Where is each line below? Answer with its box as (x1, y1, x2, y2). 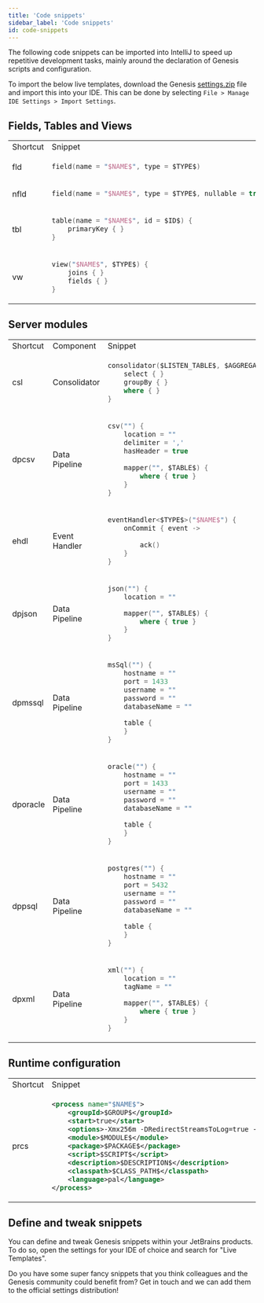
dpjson (12, 608, 38, 619)
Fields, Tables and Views (8, 119, 133, 132)
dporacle (12, 799, 46, 810)
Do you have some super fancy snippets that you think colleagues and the (8, 1269, 248, 1279)
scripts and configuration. (8, 64, 92, 74)
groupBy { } (123, 377, 169, 386)
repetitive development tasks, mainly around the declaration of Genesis (8, 56, 240, 65)
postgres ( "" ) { (107, 864, 165, 873)
